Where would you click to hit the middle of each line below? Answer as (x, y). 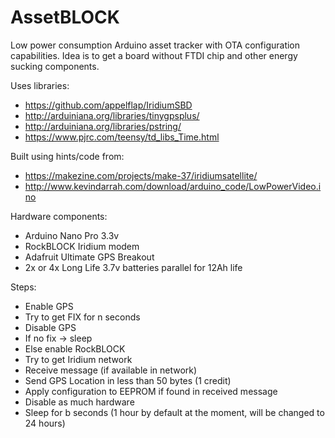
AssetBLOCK (65, 17)
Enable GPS (49, 306)
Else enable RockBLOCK (75, 348)
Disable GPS (50, 327)
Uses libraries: (40, 85)
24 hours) (45, 423)
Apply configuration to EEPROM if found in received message (151, 391)
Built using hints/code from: (67, 156)
